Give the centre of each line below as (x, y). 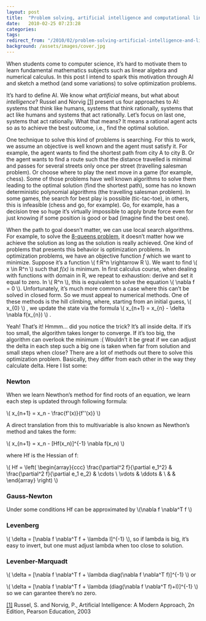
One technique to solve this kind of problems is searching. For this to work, (101, 139)
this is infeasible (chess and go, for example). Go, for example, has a (93, 205)
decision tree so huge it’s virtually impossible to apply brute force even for (100, 211)
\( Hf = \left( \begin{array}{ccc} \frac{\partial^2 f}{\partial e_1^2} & (90, 468)
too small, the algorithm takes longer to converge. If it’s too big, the (91, 333)
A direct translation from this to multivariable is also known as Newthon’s (98, 425)
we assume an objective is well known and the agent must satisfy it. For (97, 146)
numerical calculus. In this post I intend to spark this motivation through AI (100, 77)
